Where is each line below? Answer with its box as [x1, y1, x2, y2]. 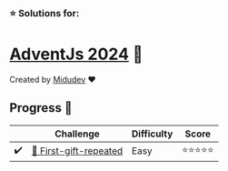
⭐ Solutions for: [9, 6, 80, 19]
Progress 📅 [9, 100, 73, 116]
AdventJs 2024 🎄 [9, 44, 144, 65]
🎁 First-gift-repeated [31, 145, 124, 157]
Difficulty [131, 127, 173, 140]
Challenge [54, 127, 100, 140]
